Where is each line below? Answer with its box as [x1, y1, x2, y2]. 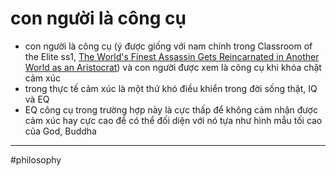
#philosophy [10, 153, 62, 166]
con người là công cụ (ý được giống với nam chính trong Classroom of [24, 40, 313, 52]
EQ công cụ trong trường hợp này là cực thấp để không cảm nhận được [24, 103, 318, 116]
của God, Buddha [24, 125, 97, 137]
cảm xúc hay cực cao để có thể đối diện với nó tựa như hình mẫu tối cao [24, 114, 323, 126]
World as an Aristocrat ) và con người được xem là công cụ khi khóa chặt [24, 61, 322, 73]
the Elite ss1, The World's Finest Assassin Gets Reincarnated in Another [24, 50, 320, 62]
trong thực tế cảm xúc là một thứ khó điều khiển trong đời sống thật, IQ [24, 82, 318, 94]
